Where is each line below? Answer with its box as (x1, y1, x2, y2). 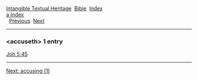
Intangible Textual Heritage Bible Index (6, 5, 103, 12)
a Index (6, 11, 24, 18)
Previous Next (8, 18, 45, 24)
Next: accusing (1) (6, 67, 50, 75)
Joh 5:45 (6, 51, 28, 58)
